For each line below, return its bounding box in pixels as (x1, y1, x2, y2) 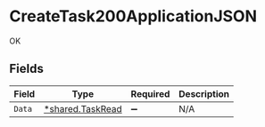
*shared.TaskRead (43, 102, 122, 115)
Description (178, 87, 230, 99)
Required (130, 87, 170, 99)
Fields (9, 61, 45, 76)
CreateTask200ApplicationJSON (9, 6, 257, 27)
